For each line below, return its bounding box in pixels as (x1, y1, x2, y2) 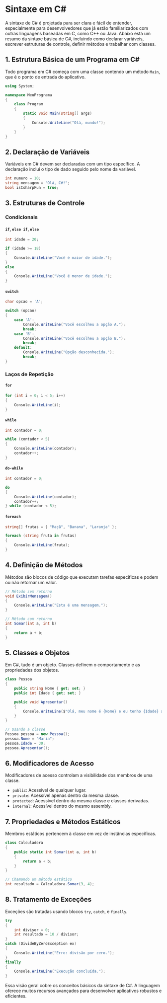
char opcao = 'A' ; (5, 299, 43, 304)
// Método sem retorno (5, 589, 52, 594)
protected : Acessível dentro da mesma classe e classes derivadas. (12, 798, 150, 804)
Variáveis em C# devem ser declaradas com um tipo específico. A (5, 161, 140, 167)
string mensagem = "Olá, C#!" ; (5, 180, 70, 186)
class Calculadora (5, 841, 43, 846)
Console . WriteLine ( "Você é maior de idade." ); (14, 255, 112, 260)
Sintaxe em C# (5, 3, 67, 15)
